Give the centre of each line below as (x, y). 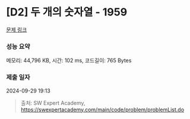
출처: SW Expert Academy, (53, 103)
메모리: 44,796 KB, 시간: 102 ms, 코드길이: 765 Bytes (69, 60)
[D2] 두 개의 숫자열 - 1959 (67, 12)
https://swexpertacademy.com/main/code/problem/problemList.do (102, 110)
